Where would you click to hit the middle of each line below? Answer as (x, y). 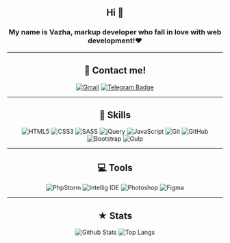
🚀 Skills (115, 115)
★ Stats (115, 216)
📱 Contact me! (115, 70)
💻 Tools (115, 168)
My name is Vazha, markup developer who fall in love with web (115, 32)
